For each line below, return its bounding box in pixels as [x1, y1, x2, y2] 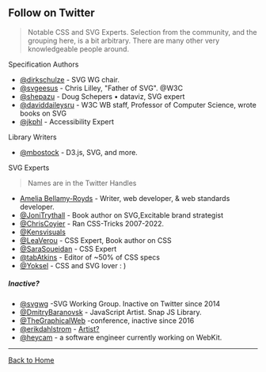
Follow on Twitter [8, 6, 95, 20]
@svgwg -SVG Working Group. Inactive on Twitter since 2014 [19, 298, 220, 308]
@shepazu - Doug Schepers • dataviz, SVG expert [19, 91, 185, 101]
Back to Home [8, 355, 55, 365]
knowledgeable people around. [27, 44, 129, 54]
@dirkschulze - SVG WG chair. [19, 74, 120, 84]
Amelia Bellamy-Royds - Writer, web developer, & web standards [19, 193, 230, 203]
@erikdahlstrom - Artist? [19, 324, 100, 333]
